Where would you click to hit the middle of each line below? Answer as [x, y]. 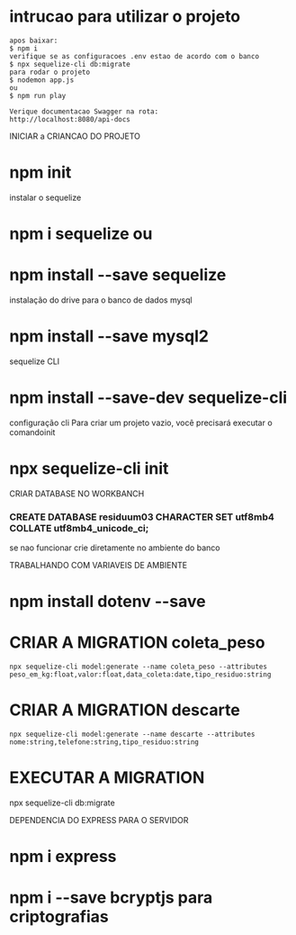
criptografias [59, 917]
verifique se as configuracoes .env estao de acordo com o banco [134, 56]
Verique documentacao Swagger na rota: [84, 111]
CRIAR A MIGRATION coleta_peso [137, 643]
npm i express [63, 857]
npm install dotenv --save [108, 602]
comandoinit [32, 432]
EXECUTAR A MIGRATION [107, 778]
